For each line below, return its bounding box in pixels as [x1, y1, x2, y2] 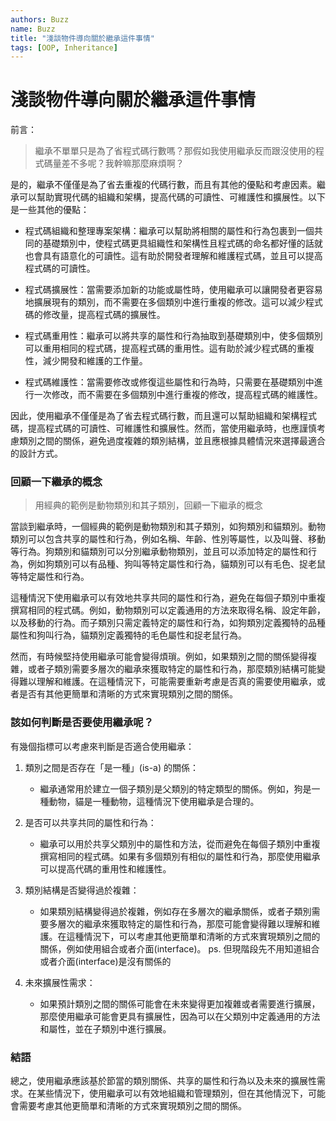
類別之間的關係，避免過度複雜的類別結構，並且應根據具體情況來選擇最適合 [18, 435, 326, 447]
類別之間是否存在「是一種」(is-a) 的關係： [24, 761, 200, 773]
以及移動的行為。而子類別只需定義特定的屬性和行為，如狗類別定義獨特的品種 [10, 617, 326, 629]
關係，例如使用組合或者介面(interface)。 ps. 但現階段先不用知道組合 [39, 942, 320, 955]
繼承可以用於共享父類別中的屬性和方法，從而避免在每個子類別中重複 [39, 837, 321, 850]
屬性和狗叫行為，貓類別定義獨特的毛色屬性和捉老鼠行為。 [10, 629, 247, 641]
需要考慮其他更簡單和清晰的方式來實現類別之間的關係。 [18, 1100, 247, 1112]
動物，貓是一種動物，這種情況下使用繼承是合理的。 [48, 795, 260, 807]
